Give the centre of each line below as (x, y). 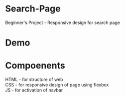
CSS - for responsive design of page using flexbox (57, 85)
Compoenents (35, 66)
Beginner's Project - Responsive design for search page (63, 22)
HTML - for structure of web (34, 79)
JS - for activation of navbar (34, 90)
